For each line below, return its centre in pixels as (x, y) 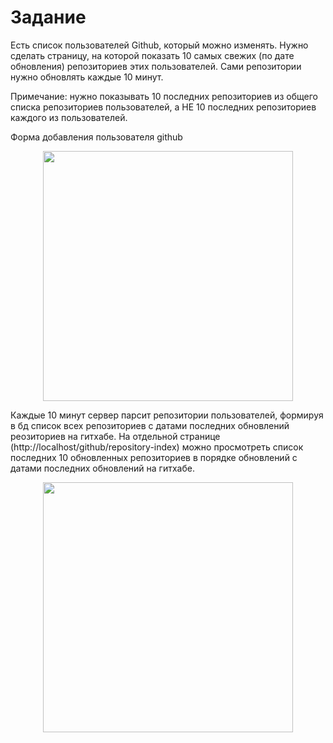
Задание (48, 17)
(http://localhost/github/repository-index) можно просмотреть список (157, 447)
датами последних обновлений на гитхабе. (102, 468)
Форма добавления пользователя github (96, 137)
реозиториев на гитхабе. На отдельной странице (115, 436)
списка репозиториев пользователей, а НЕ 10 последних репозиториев (163, 107)
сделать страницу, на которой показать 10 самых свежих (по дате (152, 55)
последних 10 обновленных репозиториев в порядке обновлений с (154, 457)
